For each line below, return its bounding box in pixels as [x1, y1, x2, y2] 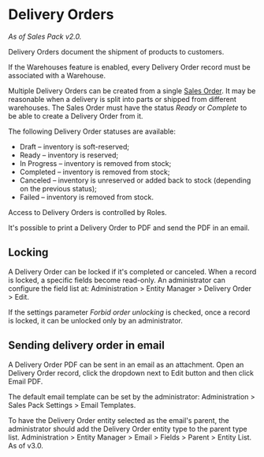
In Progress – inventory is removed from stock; [19, 158, 172, 168]
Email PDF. [8, 376, 43, 386]
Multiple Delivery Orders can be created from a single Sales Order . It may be [8, 85, 256, 96]
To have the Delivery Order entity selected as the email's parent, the [8, 415, 230, 425]
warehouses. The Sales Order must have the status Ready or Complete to [8, 103, 247, 112]
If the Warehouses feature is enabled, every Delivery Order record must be [8, 62, 251, 72]
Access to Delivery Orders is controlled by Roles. [8, 207, 167, 217]
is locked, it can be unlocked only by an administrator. [8, 315, 183, 325]
